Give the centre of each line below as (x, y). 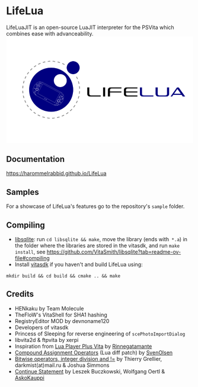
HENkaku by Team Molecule (49, 308)
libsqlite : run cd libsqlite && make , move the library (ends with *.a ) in (101, 239)
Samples (23, 192)
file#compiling (32, 258)
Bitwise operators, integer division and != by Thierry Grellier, (88, 359)
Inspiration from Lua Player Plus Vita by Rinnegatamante (83, 346)
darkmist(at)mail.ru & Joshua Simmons (62, 365)
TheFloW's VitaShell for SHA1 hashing (61, 315)
